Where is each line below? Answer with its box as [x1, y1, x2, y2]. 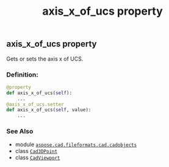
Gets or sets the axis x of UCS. [6, 55, 84, 62]
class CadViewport [15, 154, 60, 161]
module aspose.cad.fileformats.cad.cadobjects [15, 141, 137, 148]
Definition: [6, 70, 38, 79]
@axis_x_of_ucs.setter [6, 101, 64, 108]
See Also [6, 127, 34, 136]
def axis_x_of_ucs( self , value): [6, 107, 92, 113]
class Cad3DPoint [15, 147, 58, 155]
